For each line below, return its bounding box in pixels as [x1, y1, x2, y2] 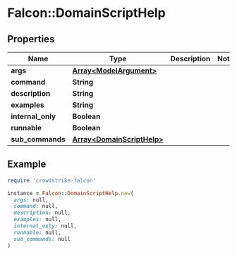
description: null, [13, 209, 71, 216]
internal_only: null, [13, 223, 78, 230]
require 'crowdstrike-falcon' [7, 177, 97, 184]
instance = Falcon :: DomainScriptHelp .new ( [7, 189, 134, 197]
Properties [7, 33, 55, 45]
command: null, [13, 203, 59, 210]
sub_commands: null [13, 235, 71, 242]
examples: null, [13, 216, 61, 223]
